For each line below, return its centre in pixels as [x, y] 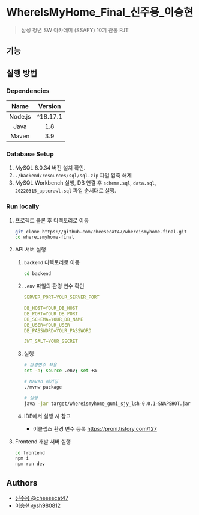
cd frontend [30, 453]
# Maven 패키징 [41, 382]
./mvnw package [43, 387]
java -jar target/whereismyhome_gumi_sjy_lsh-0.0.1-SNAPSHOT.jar [107, 404]
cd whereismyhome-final [45, 237]
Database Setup [30, 154]
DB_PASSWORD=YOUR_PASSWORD [58, 331]
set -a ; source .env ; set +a [60, 371]
